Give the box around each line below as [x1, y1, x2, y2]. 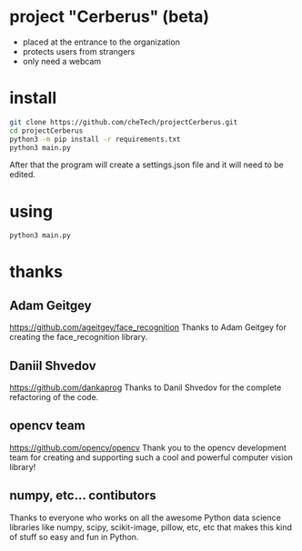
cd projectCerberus [9, 125, 84, 135]
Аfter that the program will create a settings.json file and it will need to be [9, 159, 284, 170]
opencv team [9, 418, 86, 434]
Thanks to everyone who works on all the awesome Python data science [9, 512, 282, 523]
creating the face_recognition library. [9, 332, 148, 343]
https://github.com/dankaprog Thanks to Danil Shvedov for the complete [9, 382, 282, 393]
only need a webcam [22, 55, 102, 66]
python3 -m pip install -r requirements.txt [9, 135, 181, 144]
